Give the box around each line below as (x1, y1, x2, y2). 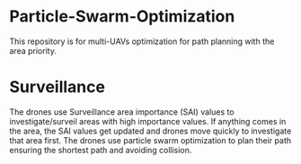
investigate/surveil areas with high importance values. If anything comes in (9, 116, 287, 126)
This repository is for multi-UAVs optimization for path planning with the (9, 36, 275, 47)
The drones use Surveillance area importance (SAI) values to (9, 106, 235, 117)
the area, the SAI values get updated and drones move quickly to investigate (9, 125, 292, 136)
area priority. (9, 45, 57, 56)
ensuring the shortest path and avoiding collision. (9, 144, 192, 155)
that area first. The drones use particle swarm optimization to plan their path (9, 134, 292, 145)
